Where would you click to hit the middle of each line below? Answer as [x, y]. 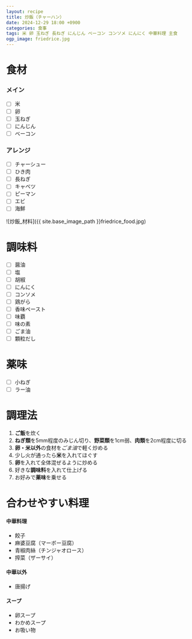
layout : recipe [25, 12]
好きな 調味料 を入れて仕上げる [51, 470]
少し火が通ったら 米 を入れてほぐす [56, 456]
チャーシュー [30, 164]
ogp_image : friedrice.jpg [38, 39]
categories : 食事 [27, 28]
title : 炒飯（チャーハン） [35, 17]
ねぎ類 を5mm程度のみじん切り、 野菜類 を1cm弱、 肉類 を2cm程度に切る [101, 441]
